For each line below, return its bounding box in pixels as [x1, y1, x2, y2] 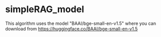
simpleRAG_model [5, 4, 85, 15]
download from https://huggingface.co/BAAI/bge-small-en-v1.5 [5, 25, 138, 31]
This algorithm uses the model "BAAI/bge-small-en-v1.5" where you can [5, 20, 156, 26]
